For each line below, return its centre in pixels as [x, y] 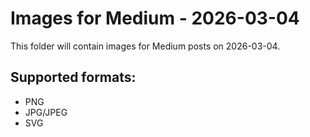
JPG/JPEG [46, 112]
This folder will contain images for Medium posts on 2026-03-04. [145, 46]
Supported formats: [73, 77]
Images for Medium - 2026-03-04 [155, 18]
